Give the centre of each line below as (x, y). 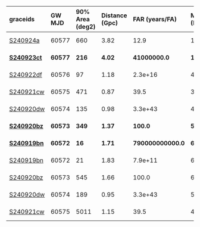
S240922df (26, 75)
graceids (22, 19)
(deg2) (86, 27)
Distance (114, 15)
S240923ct (26, 57)
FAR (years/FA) (155, 19)
